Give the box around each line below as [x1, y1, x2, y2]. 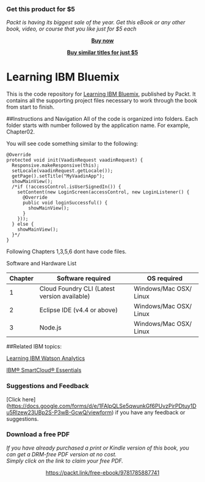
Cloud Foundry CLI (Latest [39, 284, 115, 293]
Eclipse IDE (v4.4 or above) [39, 306, 118, 314]
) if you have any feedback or [112, 408, 185, 416]
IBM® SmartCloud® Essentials [6, 367, 82, 374]
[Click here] [6, 395, 36, 403]
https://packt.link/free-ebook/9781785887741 [45, 469, 160, 476]
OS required [146, 274, 183, 282]
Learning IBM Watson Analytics [6, 354, 85, 362]
